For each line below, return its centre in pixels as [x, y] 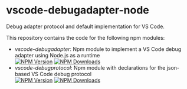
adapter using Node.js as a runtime [57, 55]
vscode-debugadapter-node [78, 10]
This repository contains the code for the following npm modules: [86, 37]
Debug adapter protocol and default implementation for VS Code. [86, 26]
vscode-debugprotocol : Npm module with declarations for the [90, 67]
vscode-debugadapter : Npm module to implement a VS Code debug [98, 49]
